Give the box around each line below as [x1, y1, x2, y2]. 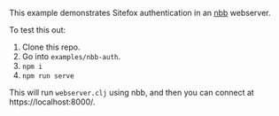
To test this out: [9, 25, 66, 35]
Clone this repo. [21, 42, 81, 52]
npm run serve [21, 72, 74, 81]
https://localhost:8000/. [9, 97, 96, 107]
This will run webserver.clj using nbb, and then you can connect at [9, 88, 254, 97]
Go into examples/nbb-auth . [21, 51, 121, 61]
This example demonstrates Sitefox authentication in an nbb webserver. [9, 8, 271, 18]
